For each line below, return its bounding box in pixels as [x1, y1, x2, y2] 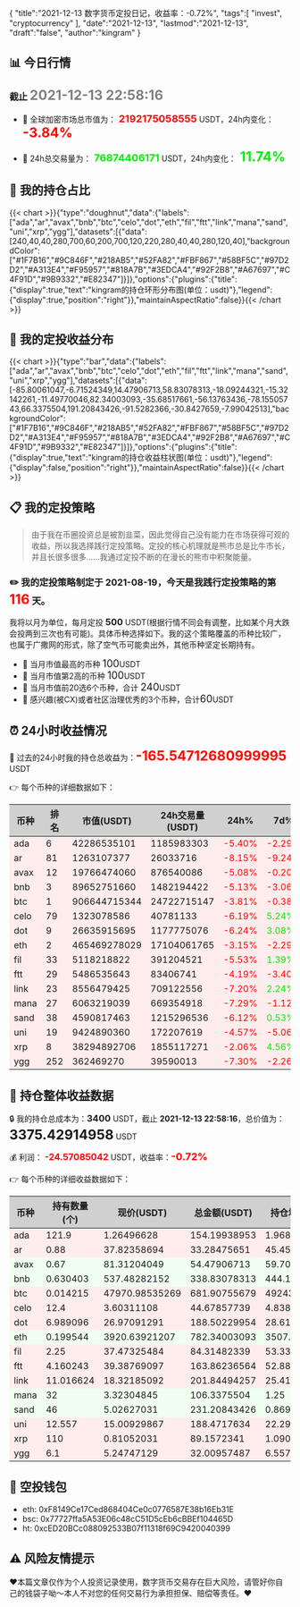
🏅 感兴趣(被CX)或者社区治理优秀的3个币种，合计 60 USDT [21, 692, 235, 706]
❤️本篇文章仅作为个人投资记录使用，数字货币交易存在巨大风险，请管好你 [9, 1577, 276, 1587]
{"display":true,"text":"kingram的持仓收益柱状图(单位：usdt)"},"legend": [9, 452, 273, 463]
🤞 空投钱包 [9, 1479, 67, 1495]
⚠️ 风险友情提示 [9, 1551, 96, 1567]
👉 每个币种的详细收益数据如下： [9, 1174, 131, 1185]
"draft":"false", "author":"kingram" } [9, 28, 141, 38]
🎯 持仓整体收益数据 [9, 1087, 114, 1103]
